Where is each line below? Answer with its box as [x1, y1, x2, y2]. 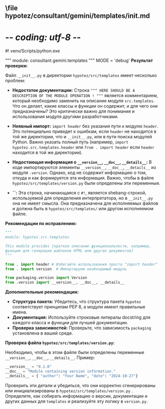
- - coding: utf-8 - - [5, 32, 81, 43]
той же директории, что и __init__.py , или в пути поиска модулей [12, 134, 152, 140]
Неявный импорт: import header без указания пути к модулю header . [12, 123, 159, 129]
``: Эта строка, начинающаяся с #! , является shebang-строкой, [12, 190, 147, 196]
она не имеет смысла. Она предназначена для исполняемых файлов [12, 200, 159, 206]
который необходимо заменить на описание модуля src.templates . [12, 98, 155, 104]
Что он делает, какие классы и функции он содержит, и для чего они [12, 103, 158, 109]
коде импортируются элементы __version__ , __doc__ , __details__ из [12, 165, 157, 171]
